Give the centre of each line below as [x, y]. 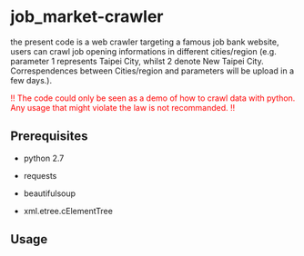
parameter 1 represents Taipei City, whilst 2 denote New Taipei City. [137, 61]
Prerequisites [49, 137]
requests [40, 175]
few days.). [31, 80]
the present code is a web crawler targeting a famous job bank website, [145, 42]
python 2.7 [44, 158]
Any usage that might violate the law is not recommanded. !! [123, 107]
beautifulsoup [50, 193]
